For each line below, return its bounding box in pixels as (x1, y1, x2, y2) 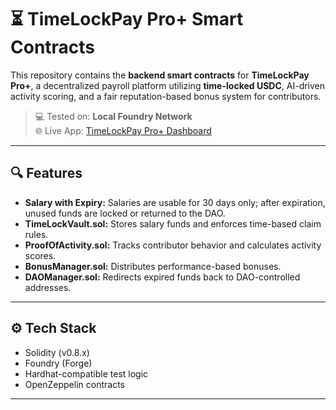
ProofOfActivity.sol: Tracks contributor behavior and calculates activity (24, 239, 322, 251)
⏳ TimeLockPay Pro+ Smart (10, 8, 244, 31)
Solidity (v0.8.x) (24, 346, 90, 358)
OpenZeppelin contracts (24, 378, 125, 390)
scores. (24, 249, 57, 261)
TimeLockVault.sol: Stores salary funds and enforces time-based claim (24, 217, 322, 230)
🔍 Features (10, 165, 83, 182)
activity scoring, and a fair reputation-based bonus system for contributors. (10, 90, 322, 102)
